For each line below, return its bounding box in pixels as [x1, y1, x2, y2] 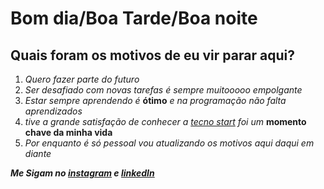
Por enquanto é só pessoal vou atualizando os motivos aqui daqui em [24, 137, 315, 149]
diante [24, 148, 52, 159]
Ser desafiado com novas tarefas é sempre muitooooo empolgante [24, 84, 303, 96]
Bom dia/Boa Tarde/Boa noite [10, 7, 258, 30]
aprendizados [24, 105, 83, 117]
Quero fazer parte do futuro [24, 73, 140, 85]
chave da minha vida [24, 127, 113, 138]
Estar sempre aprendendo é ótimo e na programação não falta [24, 95, 287, 106]
